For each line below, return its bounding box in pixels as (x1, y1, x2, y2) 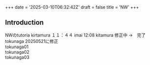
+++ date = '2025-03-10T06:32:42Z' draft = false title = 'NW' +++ (5, 4, 139, 10)
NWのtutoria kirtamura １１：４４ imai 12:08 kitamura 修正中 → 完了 (5, 32, 146, 38)
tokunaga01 (5, 44, 28, 50)
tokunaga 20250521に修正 (5, 38, 58, 44)
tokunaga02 (5, 49, 29, 55)
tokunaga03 (5, 54, 29, 60)
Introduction (5, 18, 44, 27)
